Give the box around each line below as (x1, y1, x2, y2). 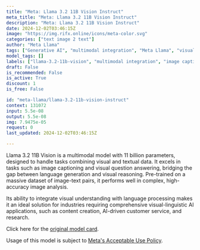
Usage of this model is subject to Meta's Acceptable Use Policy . (6, 237, 163, 244)
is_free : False (6, 86, 44, 92)
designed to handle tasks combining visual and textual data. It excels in (6, 158, 181, 165)
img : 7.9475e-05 (6, 119, 46, 125)
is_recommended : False (6, 70, 62, 76)
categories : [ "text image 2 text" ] (6, 36, 95, 42)
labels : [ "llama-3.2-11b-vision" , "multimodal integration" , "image (6, 58, 180, 64)
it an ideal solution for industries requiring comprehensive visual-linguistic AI (6, 201, 194, 208)
